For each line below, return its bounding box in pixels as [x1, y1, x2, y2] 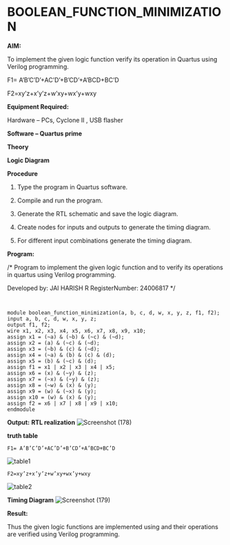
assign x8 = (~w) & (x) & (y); [7, 381, 97, 389]
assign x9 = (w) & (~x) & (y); [7, 388, 97, 394]
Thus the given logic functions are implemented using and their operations [7, 522, 219, 530]
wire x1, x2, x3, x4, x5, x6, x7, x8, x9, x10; [7, 327, 147, 334]
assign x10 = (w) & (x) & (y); [7, 394, 97, 401]
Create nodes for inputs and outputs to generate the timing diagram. [17, 222, 211, 231]
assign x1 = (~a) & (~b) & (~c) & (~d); [7, 333, 125, 341]
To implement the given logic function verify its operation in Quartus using [7, 55, 218, 63]
